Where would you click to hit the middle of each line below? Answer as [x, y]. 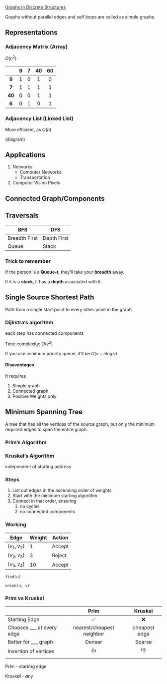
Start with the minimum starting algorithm [55, 496]
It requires [16, 376]
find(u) [13, 577]
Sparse [143, 642]
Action [60, 538]
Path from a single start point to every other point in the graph [69, 309]
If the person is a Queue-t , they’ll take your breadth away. [65, 272]
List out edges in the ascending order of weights [62, 490]
